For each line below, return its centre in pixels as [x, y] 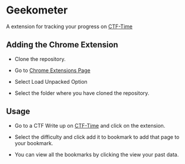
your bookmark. [34, 143]
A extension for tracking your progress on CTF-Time [69, 26]
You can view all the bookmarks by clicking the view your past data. [97, 154]
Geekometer [37, 10]
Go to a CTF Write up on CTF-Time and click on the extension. [90, 125]
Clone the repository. [40, 59]
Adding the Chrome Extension [62, 45]
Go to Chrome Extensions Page [53, 70]
